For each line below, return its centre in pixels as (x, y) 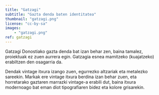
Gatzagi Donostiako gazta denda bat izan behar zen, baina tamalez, (74, 51)
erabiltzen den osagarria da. (34, 62)
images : (13, 28)
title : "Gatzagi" (23, 10)
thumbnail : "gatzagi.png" (32, 19)
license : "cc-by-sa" (26, 24)
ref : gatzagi (19, 38)
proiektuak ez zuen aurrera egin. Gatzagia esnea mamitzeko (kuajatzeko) (80, 56)
